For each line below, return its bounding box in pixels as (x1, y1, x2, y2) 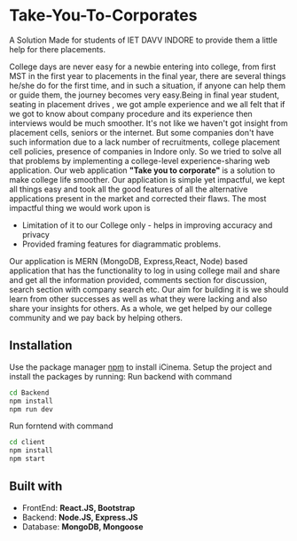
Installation (9, 338, 73, 353)
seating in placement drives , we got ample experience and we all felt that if (9, 98, 285, 109)
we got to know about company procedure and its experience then (9, 108, 253, 119)
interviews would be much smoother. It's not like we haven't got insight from (9, 117, 288, 129)
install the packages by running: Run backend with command (9, 371, 232, 381)
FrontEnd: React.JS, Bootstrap (21, 502, 136, 513)
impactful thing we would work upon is (9, 202, 151, 213)
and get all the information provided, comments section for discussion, (9, 274, 268, 285)
